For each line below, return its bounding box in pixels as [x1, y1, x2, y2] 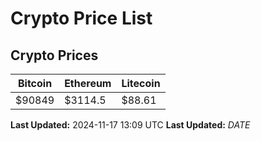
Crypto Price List [10, 7, 153, 30]
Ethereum [64, 77, 112, 90]
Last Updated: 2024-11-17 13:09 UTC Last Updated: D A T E [10, 119, 251, 131]
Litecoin [121, 77, 161, 90]
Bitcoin [17, 77, 53, 90]
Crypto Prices [10, 47, 99, 64]
